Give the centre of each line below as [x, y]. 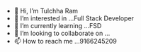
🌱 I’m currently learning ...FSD [58, 26]
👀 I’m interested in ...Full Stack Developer [74, 18]
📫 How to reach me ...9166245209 [65, 41]
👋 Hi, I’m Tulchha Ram [46, 11]
